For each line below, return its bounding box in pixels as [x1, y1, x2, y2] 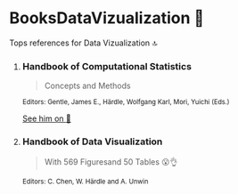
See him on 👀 [21, 113, 71, 124]
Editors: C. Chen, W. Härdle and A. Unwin [21, 177, 149, 186]
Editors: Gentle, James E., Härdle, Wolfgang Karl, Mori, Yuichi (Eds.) [21, 98, 230, 107]
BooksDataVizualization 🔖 [9, 8, 205, 28]
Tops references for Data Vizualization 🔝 [9, 37, 158, 48]
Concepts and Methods [44, 80, 131, 92]
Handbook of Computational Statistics [21, 60, 192, 72]
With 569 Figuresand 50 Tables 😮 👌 [44, 156, 178, 167]
